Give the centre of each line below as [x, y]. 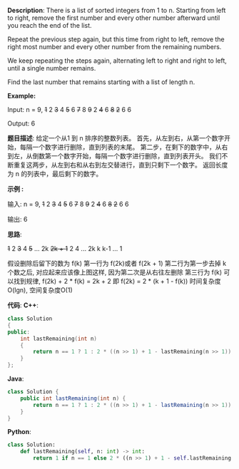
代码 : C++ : [23, 305]
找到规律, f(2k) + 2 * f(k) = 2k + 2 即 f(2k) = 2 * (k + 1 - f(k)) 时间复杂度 [117, 281]
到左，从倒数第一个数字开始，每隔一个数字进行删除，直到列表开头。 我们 [115, 156]
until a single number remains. [52, 68]
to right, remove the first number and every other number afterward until [114, 18]
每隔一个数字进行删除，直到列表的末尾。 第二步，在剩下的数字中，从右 [124, 147]
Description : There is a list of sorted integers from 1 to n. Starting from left [117, 10]
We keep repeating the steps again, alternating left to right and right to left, [117, 61]
